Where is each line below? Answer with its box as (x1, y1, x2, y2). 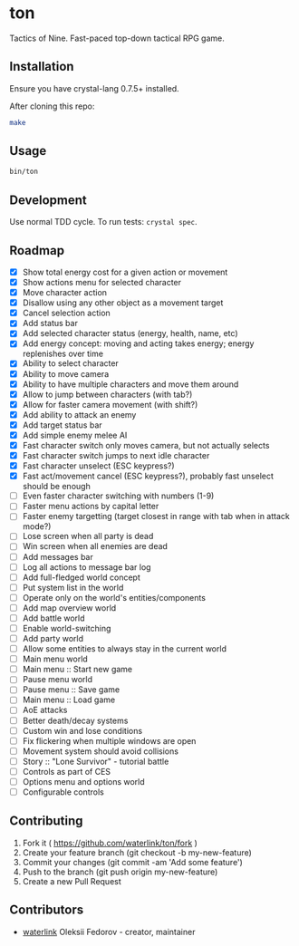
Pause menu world (22, 674, 93, 685)
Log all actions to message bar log (22, 561, 151, 573)
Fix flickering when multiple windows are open (22, 735, 197, 746)
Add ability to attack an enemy (22, 409, 137, 420)
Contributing (9, 814, 83, 829)
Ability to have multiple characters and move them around (22, 379, 239, 390)
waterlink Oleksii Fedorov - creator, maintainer (22, 926, 196, 937)
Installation (9, 59, 74, 74)
